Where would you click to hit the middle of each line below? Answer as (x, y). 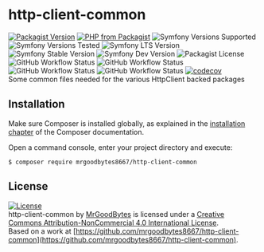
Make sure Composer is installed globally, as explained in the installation (127, 123)
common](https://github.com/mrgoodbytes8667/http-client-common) (122, 239)
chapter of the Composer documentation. (76, 132)
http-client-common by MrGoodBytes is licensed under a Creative (116, 214)
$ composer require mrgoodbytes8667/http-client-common (103, 162)
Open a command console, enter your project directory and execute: (120, 147)
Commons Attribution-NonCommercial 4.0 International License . (113, 222)
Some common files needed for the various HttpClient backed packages (126, 79)
